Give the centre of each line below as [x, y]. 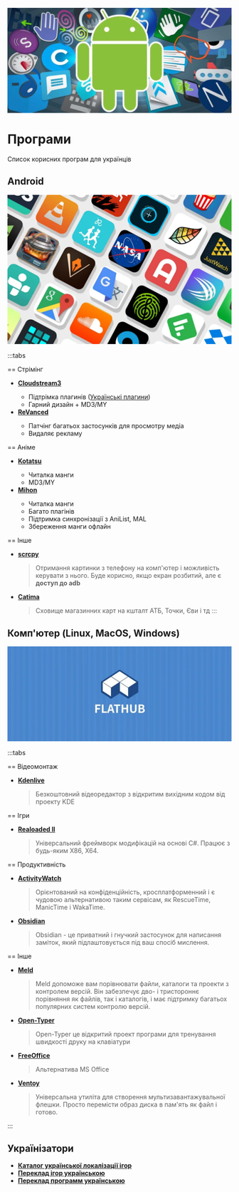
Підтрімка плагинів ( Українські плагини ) [89, 397]
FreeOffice [34, 1056]
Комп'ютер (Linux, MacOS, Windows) [94, 633]
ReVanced [33, 412]
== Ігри [18, 816]
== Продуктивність [37, 865]
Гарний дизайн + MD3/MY [68, 405]
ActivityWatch [39, 879]
